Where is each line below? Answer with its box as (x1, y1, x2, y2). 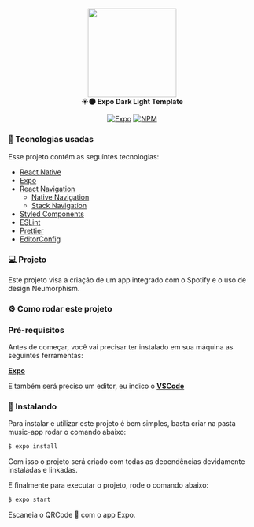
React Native (19, 167, 61, 177)
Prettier (19, 226, 44, 235)
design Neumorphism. (8, 283, 80, 293)
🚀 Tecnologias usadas (8, 134, 94, 145)
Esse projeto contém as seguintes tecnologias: (8, 151, 160, 161)
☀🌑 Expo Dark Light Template (81, 96, 183, 106)
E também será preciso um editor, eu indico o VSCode (8, 381, 185, 391)
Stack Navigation (31, 200, 87, 210)
